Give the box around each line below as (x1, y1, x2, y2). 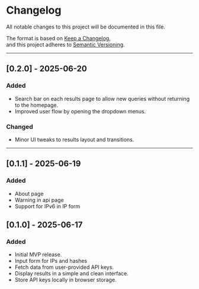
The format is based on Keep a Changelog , (6, 34, 111, 42)
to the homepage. (14, 101, 58, 109)
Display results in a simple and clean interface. (14, 270, 129, 277)
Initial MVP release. (14, 251, 62, 258)
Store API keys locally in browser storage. (14, 277, 117, 284)
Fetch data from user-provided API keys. (14, 263, 114, 271)
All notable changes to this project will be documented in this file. (6, 23, 166, 30)
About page (14, 190, 44, 197)
